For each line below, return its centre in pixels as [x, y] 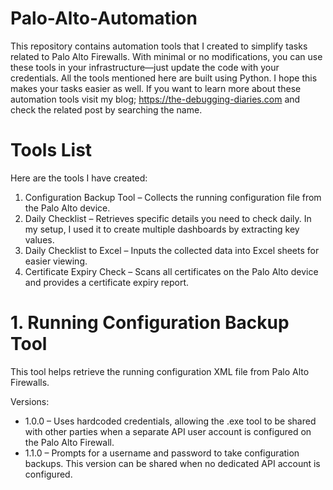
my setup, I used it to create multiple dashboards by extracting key [162, 229]
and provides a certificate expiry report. [107, 282]
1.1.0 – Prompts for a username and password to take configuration [162, 453]
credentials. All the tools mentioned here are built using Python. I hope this [164, 78]
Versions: [30, 401]
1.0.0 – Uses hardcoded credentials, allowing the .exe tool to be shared [170, 421]
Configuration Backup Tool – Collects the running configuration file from [173, 197]
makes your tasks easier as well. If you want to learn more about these [156, 88]
